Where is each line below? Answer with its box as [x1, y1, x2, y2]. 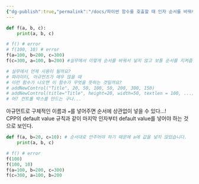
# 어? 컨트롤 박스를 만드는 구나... [6, 96, 82, 102]
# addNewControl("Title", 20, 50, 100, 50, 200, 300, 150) [6, 85, 155, 91]
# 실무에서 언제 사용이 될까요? [6, 68, 71, 74]
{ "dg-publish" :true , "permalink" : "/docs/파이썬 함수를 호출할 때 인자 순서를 [6, 8, 181, 15]
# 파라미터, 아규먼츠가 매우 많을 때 [6, 74, 82, 80]
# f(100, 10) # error [6, 47, 60, 53]
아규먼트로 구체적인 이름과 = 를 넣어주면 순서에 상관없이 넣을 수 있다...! [6, 107, 167, 115]
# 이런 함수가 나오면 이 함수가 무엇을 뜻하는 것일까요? [6, 80, 123, 85]
